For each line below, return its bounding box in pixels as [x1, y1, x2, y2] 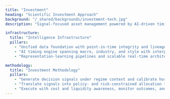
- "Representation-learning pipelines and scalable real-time [14, 54, 148, 59]
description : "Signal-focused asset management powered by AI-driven [5, 21, 155, 27]
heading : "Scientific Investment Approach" [5, 12, 99, 17]
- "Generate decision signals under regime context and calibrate [14, 77, 157, 82]
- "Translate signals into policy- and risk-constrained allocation [14, 81, 162, 87]
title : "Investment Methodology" [10, 67, 80, 73]
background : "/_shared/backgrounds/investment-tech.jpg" [5, 17, 128, 22]
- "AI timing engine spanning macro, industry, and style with [14, 49, 151, 54]
